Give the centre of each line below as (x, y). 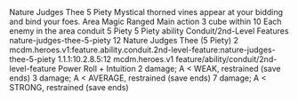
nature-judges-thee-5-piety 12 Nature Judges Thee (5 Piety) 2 (124, 40)
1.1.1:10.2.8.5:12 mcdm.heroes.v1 (116, 59)
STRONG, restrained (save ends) (69, 87)
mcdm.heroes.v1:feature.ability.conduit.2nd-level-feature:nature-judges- (142, 50)
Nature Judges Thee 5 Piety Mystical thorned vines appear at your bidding (146, 12)
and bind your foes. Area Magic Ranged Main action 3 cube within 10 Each (145, 21)
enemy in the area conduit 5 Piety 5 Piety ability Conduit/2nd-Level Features (149, 31)
